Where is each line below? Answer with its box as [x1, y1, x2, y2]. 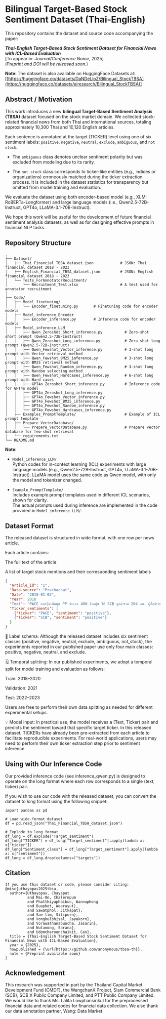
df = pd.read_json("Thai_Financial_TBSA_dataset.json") [5, 821, 123, 826]
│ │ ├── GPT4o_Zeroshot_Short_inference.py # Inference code [5, 381, 161, 386]
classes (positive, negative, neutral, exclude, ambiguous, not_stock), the [5, 639, 152, 644]
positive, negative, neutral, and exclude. [5, 649, 86, 655]
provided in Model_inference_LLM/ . [12, 507, 83, 513]
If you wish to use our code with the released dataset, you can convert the [5, 793, 157, 799]
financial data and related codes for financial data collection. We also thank [5, 1003, 158, 1009]
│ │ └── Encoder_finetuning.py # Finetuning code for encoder [5, 304, 158, 309]
